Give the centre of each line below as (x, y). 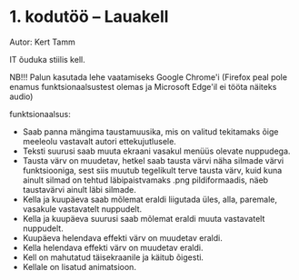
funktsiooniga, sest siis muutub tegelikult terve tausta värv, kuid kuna (152, 170)
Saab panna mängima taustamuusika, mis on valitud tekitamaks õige (150, 131)
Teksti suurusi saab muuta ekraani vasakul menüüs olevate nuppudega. (156, 151)
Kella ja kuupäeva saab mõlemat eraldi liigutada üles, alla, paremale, (150, 199)
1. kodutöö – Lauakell (89, 17)
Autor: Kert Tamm (42, 42)
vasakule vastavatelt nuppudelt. (82, 209)
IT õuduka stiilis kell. (47, 59)
